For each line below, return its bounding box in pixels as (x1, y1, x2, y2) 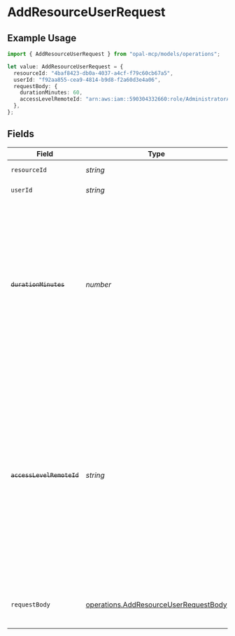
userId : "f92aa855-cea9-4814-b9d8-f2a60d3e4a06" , (13, 76, 161, 83)
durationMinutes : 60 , (20, 89, 83, 97)
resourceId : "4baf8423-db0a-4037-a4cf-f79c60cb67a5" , (13, 69, 173, 77)
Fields (7, 128, 35, 140)
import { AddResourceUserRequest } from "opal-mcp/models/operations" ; (7, 50, 220, 57)
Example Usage (7, 32, 77, 44)
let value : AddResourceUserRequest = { (7, 63, 124, 70)
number (85, 279, 112, 289)
